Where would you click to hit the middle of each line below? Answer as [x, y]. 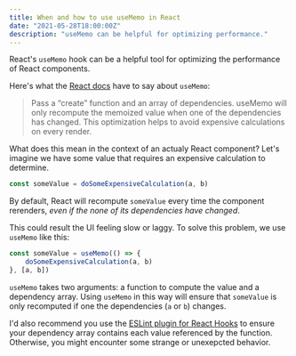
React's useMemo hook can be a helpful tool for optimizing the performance [145, 60]
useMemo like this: [39, 238]
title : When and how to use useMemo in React [95, 17]
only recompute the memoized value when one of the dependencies [156, 113]
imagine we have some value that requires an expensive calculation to [137, 158]
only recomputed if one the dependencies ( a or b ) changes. [118, 306]
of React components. [50, 69]
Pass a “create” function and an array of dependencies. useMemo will [159, 103]
